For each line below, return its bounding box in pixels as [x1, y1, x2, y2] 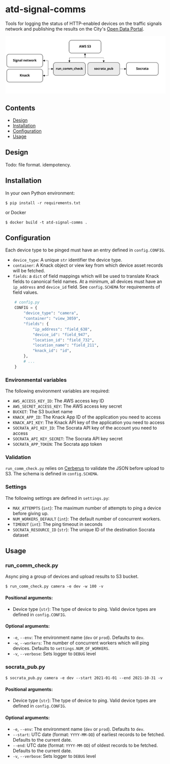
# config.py [14, 300, 40, 305]
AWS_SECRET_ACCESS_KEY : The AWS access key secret [12, 403, 122, 409]
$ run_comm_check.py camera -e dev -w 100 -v [5, 584, 103, 589]
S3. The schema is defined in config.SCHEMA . [5, 471, 99, 477]
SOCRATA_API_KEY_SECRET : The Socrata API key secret [12, 436, 123, 442]
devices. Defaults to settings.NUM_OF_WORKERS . [12, 645, 110, 651]
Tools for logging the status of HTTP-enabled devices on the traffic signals [5, 20, 162, 26]
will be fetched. [12, 268, 45, 274]
